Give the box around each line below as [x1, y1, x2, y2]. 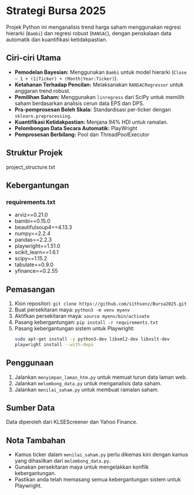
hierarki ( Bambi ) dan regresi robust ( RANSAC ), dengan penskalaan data [6, 29, 172, 36]
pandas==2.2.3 [14, 236, 52, 243]
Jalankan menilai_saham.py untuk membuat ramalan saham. [14, 386, 159, 393]
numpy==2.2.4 [14, 230, 51, 237]
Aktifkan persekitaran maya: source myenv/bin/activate [14, 313, 150, 320]
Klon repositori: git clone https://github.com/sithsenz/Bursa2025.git [14, 300, 187, 307]
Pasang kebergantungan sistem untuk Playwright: [14, 325, 135, 332]
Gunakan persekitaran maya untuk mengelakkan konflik [14, 463, 149, 470]
